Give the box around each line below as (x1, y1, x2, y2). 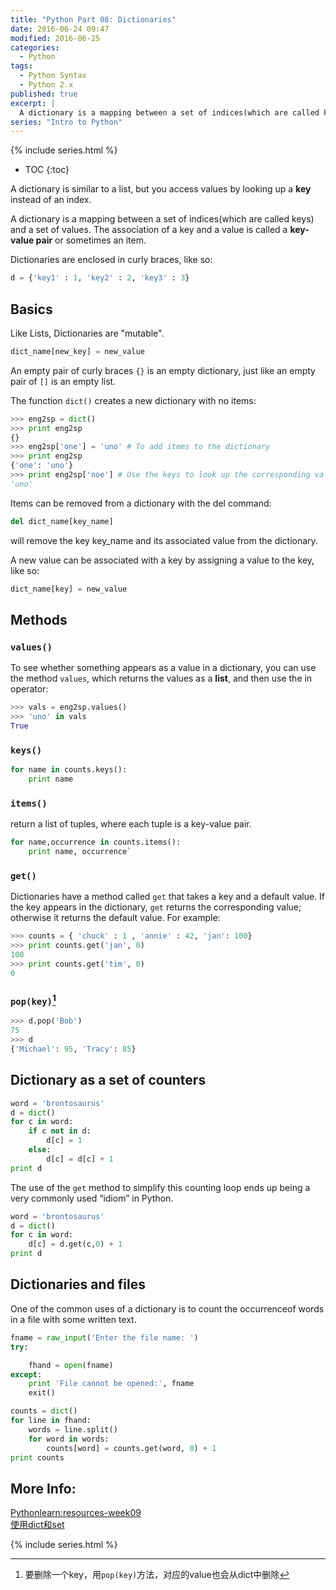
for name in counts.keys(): (10, 765, 128, 775)
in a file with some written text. (10, 1313, 137, 1325)
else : (28, 1145, 52, 1155)
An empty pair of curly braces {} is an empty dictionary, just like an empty (10, 364, 316, 376)
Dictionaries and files (10, 1276, 146, 1293)
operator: (10, 683, 49, 695)
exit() (28, 1388, 56, 1398)
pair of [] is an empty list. (10, 375, 117, 387)
